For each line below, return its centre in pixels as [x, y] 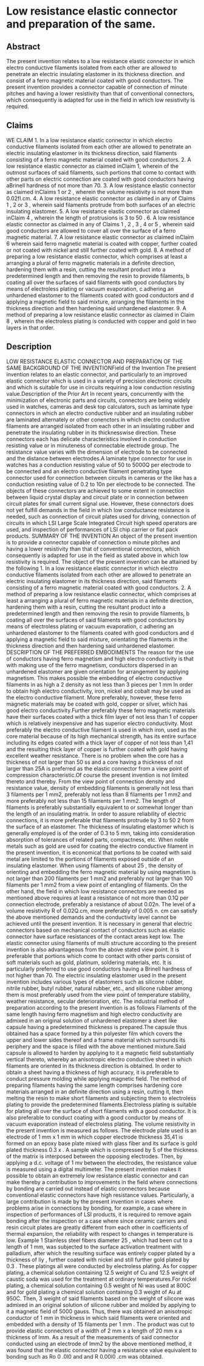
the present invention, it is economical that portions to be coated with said [99, 852]
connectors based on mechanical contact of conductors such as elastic [96, 930]
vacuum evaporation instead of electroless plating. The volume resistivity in [101, 1124]
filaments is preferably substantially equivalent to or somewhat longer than [100, 807]
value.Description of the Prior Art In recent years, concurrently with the [95, 394]
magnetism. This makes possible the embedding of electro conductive [94, 678]
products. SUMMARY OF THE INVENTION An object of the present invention [102, 536]
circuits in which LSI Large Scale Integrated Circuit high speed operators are [102, 523]
